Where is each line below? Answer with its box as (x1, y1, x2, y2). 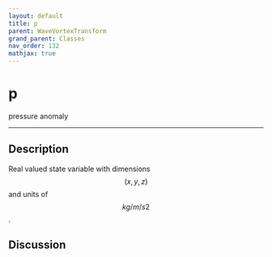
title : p (8, 19, 38, 28)
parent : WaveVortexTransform (8, 27, 107, 35)
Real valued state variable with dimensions (8, 164, 151, 173)
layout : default (8, 11, 63, 20)
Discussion (8, 238, 66, 252)
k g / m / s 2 (121, 202, 151, 212)
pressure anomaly (8, 111, 69, 121)
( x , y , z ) (124, 176, 148, 186)
